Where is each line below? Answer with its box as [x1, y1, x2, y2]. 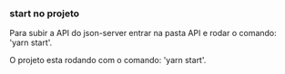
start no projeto [9, 7, 80, 20]
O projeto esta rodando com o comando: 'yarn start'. [9, 55, 207, 66]
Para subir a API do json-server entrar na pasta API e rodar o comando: [9, 28, 278, 39]
